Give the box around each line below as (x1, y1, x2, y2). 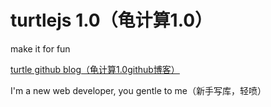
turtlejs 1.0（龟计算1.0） (10, 9, 213, 32)
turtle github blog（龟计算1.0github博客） (10, 63, 180, 75)
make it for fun (10, 42, 71, 55)
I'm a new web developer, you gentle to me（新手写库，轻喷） (10, 84, 267, 96)
